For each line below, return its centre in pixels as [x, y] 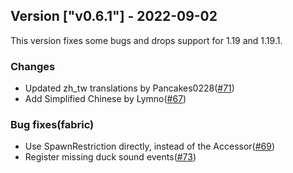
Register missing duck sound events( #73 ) [110, 157]
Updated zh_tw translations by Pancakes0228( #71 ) [129, 88]
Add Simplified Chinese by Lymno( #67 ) [105, 99]
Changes [33, 66]
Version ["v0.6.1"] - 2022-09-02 [114, 16]
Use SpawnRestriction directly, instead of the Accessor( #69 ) [150, 146]
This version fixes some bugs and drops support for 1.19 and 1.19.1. [146, 40]
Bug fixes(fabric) [52, 125]
